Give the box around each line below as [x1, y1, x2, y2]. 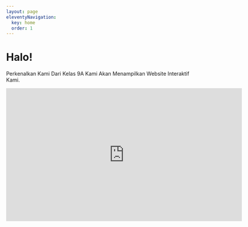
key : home [11, 20, 35, 25]
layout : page [6, 8, 38, 15]
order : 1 [11, 25, 33, 31]
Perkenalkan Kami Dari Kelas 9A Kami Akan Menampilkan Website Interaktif [6, 70, 190, 77]
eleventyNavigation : [6, 14, 57, 20]
